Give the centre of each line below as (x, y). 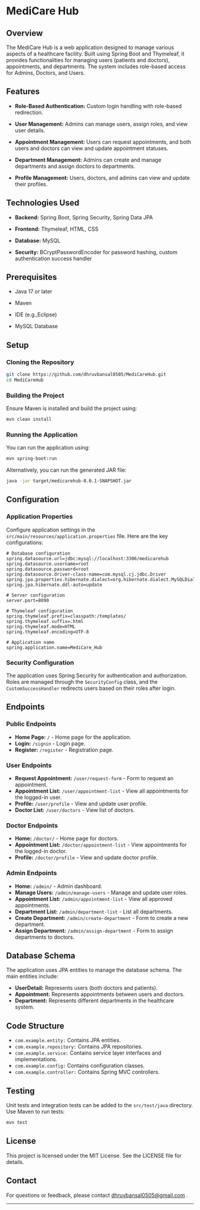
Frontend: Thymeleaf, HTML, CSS (57, 229)
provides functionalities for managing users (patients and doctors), (88, 60)
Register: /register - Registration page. (64, 750)
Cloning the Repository (40, 362)
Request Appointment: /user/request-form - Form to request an (94, 778)
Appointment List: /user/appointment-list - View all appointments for (101, 791)
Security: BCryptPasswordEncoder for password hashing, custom (96, 252)
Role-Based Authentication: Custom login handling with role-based (98, 106)
